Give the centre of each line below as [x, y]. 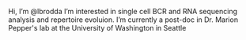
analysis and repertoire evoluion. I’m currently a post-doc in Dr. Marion [123, 20]
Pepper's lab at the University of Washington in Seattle [97, 28]
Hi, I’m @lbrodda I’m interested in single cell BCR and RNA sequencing [123, 11]
